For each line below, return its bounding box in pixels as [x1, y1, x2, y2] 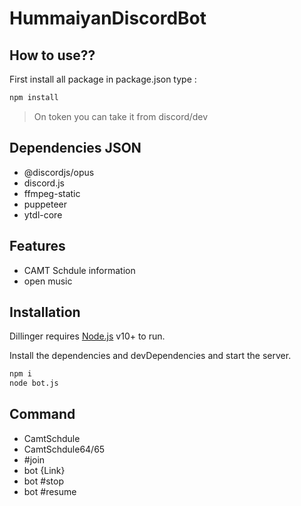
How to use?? [9, 47, 96, 64]
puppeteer [23, 198, 67, 210]
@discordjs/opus [23, 166, 95, 178]
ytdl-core [23, 208, 63, 221]
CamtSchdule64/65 [23, 443, 106, 455]
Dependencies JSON [9, 140, 142, 157]
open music [23, 275, 73, 287]
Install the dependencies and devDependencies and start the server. [9, 350, 292, 362]
